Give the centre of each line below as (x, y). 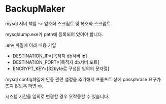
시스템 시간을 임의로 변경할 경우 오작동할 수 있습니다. (57, 96)
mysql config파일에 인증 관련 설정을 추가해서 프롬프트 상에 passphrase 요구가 (83, 79)
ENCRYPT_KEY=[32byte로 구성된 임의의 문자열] (61, 68)
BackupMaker (35, 9)
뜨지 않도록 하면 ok (24, 85)
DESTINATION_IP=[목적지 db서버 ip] (50, 56)
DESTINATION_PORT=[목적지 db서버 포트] (56, 62)
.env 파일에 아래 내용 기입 (31, 45)
